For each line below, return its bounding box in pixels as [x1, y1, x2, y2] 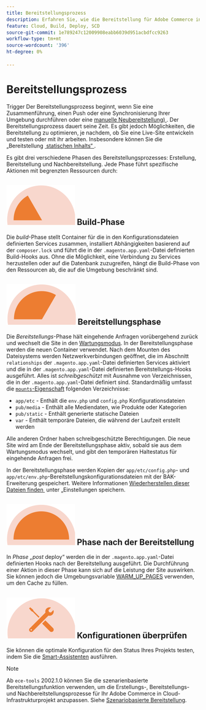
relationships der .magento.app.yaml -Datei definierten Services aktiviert [6, 359, 190, 367]
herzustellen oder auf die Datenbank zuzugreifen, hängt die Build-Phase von [6, 259, 200, 267]
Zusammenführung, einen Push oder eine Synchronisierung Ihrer [6, 109, 170, 117]
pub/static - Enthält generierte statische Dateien [15, 410, 139, 418]
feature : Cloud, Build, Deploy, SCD [6, 23, 100, 29]
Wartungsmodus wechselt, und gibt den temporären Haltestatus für [6, 448, 177, 456]
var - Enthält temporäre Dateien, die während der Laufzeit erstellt [15, 416, 180, 424]
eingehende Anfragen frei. [6, 454, 73, 462]
